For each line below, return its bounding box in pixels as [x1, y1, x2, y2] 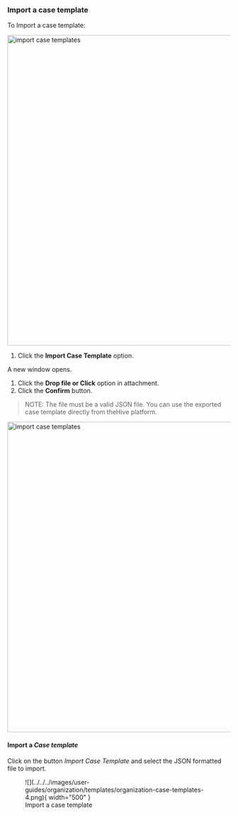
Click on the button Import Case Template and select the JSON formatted [7, 756, 222, 765]
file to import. [7, 764, 47, 773]
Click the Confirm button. [17, 387, 93, 395]
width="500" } [48, 793, 91, 801]
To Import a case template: [7, 21, 86, 30]
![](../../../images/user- [25, 778, 90, 786]
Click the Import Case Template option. [17, 351, 134, 360]
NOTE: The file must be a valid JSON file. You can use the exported [24, 400, 222, 409]
